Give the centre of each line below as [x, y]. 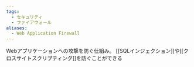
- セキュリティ [27, 17]
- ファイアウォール [31, 22]
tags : [13, 11]
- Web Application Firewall [46, 33]
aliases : [17, 28]
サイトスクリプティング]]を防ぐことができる [69, 58]
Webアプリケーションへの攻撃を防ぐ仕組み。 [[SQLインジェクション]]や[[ [95, 51]
